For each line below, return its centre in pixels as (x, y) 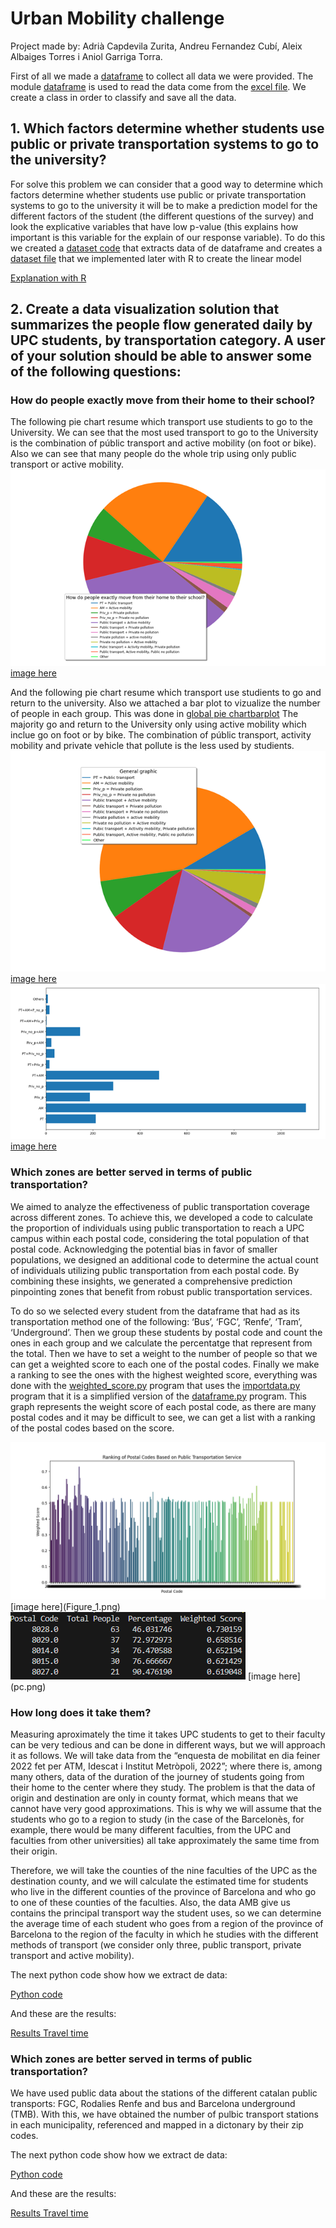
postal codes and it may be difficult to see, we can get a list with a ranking (163, 1417)
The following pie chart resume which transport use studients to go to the (161, 422)
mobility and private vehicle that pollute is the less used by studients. (152, 746)
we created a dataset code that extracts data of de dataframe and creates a (166, 248)
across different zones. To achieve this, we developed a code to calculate (161, 1217)
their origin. (34, 1851)
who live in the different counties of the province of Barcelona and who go (163, 1892)
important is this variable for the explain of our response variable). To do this (168, 237)
